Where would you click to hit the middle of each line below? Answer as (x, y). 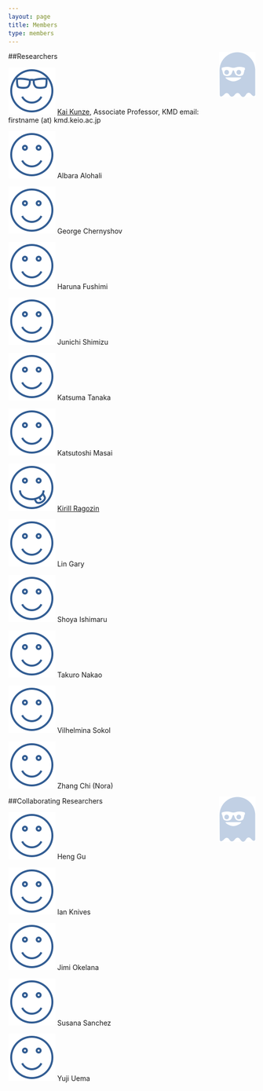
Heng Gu (71, 857)
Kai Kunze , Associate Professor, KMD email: (128, 112)
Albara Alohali (79, 176)
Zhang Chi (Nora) (85, 786)
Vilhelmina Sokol (84, 730)
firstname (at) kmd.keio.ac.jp (55, 120)
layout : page (29, 16)
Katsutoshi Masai (85, 453)
